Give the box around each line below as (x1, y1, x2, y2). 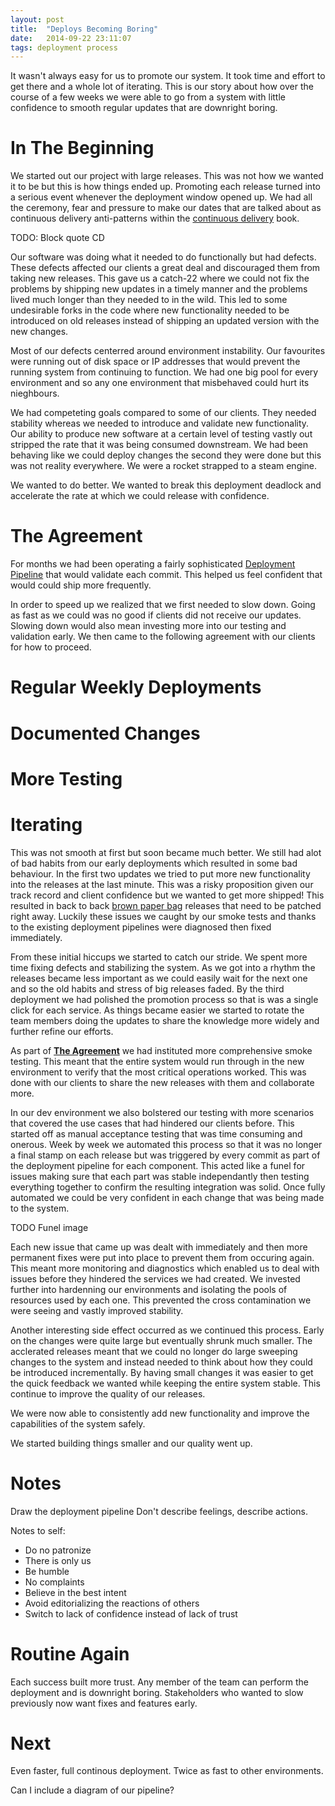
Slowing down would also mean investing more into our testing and (10, 620, 287, 632)
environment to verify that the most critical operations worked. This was (10, 1066, 307, 1078)
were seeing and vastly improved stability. (10, 1304, 184, 1316)
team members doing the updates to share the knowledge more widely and (10, 1014, 320, 1026)
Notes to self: (10, 1524, 66, 1536)
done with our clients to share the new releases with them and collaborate (10, 1076, 315, 1088)
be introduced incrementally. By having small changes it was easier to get (10, 1366, 314, 1378)
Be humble (24, 1565, 70, 1577)
